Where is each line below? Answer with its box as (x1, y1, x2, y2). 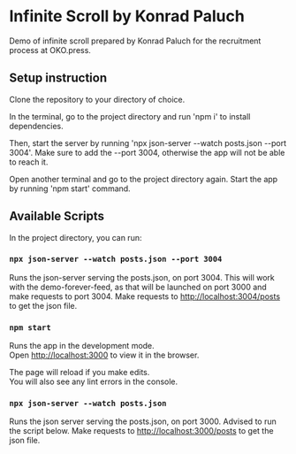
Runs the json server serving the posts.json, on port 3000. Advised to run (9, 416, 277, 427)
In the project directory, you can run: (9, 232, 142, 242)
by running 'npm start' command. (9, 183, 131, 194)
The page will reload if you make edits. (9, 367, 150, 378)
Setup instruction (9, 71, 108, 86)
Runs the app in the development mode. (9, 341, 155, 351)
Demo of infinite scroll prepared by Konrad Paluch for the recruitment (9, 35, 262, 46)
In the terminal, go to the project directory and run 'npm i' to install (9, 111, 251, 121)
